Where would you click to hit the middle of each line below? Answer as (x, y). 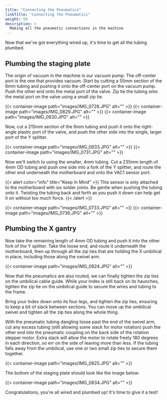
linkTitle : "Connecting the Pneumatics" (48, 14)
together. (14, 353)
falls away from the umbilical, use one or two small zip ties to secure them (81, 348)
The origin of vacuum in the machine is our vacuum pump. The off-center (81, 75)
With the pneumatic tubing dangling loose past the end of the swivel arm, (81, 322)
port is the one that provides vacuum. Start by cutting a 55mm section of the (83, 81)
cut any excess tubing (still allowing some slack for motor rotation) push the (83, 327)
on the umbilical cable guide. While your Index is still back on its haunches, (82, 281)
